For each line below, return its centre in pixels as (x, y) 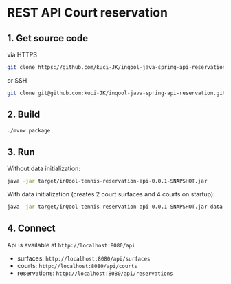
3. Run (21, 152)
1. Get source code (47, 38)
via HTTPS (22, 54)
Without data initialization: (44, 169)
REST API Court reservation (88, 13)
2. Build (24, 115)
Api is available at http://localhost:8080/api (71, 245)
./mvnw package (29, 130)
